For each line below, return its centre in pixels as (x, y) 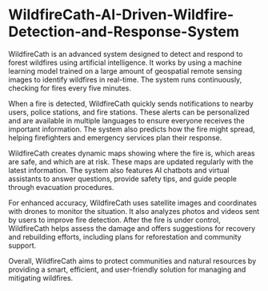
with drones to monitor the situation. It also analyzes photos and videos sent (134, 211)
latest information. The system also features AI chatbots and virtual (119, 170)
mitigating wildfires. (41, 277)
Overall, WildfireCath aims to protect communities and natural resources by (132, 261)
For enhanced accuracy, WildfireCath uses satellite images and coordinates (133, 203)
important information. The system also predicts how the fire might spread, (132, 129)
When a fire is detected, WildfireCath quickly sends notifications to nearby (131, 103)
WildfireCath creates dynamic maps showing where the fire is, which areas (132, 153)
